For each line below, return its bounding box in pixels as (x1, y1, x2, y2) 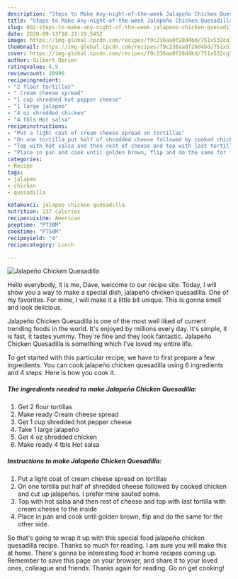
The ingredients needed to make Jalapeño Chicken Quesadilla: (7, 384, 197, 393)
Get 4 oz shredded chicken (17, 433, 97, 441)
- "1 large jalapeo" (7, 103, 69, 110)
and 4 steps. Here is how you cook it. (7, 369, 116, 377)
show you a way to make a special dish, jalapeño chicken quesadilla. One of (7, 288, 229, 297)
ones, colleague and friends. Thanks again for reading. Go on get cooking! (7, 564, 225, 573)
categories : (7, 156, 42, 163)
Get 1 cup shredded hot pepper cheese (17, 418, 132, 426)
